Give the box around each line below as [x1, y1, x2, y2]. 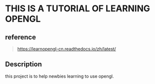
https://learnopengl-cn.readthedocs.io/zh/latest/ [17, 46, 116, 52]
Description [5, 60, 42, 69]
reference [5, 33, 36, 41]
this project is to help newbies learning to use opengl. [5, 73, 115, 79]
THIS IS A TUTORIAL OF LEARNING [5, 3, 151, 14]
